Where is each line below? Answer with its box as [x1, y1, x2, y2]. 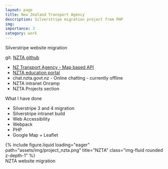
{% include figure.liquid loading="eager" [5, 142, 90, 148]
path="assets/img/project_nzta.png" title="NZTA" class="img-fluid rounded [5, 147, 163, 153]
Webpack [12, 122, 33, 127]
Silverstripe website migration [5, 45, 67, 50]
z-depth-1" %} [5, 152, 35, 158]
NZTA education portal [12, 70, 60, 76]
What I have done [5, 95, 42, 101]
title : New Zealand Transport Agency [5, 12, 85, 17]
